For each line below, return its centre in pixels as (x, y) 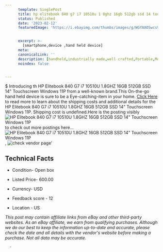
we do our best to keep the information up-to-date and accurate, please (77, 227)
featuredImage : (33, 28)
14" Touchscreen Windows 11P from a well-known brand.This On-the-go (77, 91)
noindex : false (33, 64)
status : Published (36, 18)
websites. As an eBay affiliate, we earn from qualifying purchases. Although (81, 222)
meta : (23, 50)
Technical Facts (30, 158)
